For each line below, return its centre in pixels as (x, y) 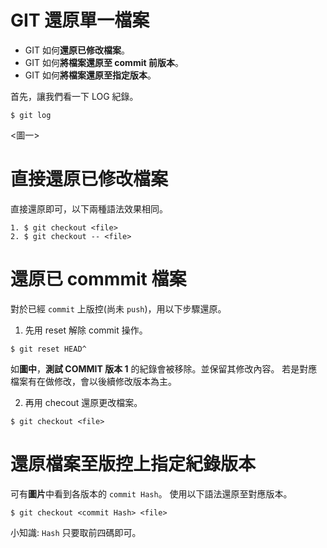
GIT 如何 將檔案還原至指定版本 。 (90, 75)
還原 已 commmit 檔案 (98, 279)
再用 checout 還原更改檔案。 (83, 402)
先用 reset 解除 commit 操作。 (86, 330)
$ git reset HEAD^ (48, 349)
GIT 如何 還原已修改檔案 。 (77, 50)
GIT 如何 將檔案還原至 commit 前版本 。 (104, 62)
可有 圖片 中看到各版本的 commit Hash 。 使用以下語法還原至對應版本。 (151, 493)
